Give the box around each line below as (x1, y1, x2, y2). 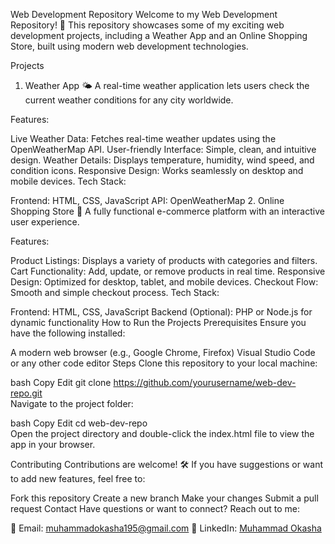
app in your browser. (10, 439, 96, 450)
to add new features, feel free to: (10, 473, 146, 484)
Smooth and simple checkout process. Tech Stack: (10, 287, 220, 298)
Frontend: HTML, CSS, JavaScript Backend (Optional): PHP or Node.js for (10, 306, 313, 318)
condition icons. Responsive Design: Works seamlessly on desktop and (10, 165, 304, 176)
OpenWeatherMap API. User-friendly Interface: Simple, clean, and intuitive (10, 144, 317, 155)
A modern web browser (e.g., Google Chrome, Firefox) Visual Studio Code (10, 347, 316, 358)
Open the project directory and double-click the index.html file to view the (10, 428, 315, 439)
